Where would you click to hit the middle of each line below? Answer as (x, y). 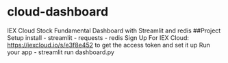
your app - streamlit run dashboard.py (61, 52)
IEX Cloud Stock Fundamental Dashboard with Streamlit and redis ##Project (114, 30)
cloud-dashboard (58, 12)
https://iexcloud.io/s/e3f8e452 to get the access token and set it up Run (109, 45)
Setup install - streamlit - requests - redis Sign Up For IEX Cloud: (98, 37)
